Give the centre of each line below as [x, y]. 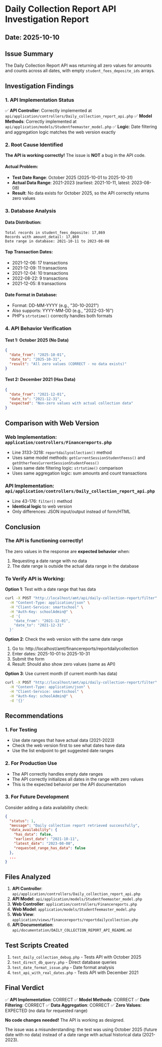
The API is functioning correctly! [44, 541]
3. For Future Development [37, 797]
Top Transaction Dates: [29, 252]
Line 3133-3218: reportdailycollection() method [62, 452]
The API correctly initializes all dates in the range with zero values [78, 779]
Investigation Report [47, 19]
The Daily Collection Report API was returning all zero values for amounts [78, 66]
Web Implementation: [31, 437]
